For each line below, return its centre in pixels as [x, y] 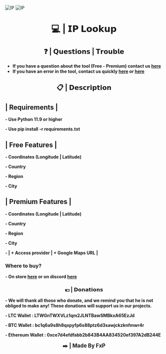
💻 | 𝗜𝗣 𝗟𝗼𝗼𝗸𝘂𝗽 [84, 29]
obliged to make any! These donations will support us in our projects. [78, 306]
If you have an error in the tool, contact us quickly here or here [78, 71]
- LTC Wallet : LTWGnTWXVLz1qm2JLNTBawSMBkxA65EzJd [70, 315]
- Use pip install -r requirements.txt [43, 129]
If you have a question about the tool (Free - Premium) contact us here [87, 66]
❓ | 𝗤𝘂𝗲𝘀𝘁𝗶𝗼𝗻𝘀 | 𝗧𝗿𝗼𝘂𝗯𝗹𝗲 [84, 51]
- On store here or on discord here [41, 277]
